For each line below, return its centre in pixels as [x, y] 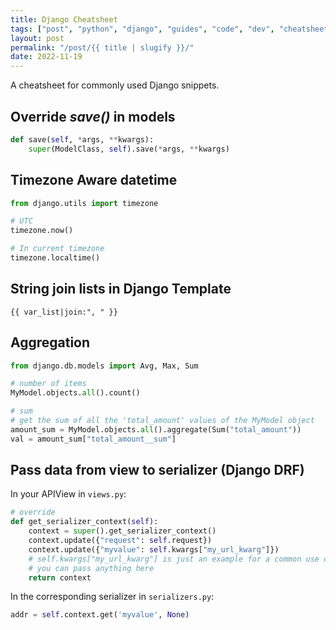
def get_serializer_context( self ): [84, 522]
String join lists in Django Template [121, 289]
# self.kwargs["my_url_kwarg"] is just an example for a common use [174, 559]
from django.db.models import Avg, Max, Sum [104, 366]
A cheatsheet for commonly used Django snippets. [115, 85]
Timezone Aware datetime [94, 180]
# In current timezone [57, 249]
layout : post [37, 38]
